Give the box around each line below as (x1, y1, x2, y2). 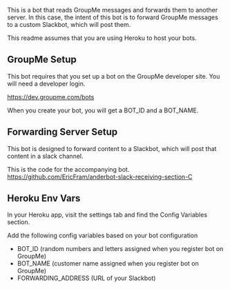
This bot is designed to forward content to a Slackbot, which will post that (7, 144, 217, 152)
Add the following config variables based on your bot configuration (7, 231, 198, 240)
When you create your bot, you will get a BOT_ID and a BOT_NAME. (7, 106, 199, 114)
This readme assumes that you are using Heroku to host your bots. (7, 34, 197, 42)
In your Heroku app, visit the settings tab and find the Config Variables (7, 210, 208, 219)
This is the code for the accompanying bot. (7, 165, 130, 173)
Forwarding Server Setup (7, 126, 118, 138)
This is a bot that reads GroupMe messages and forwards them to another (7, 6, 218, 14)
